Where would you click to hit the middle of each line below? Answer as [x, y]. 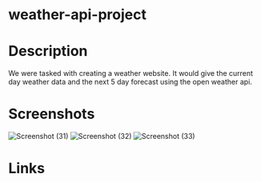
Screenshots [52, 114]
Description [48, 51]
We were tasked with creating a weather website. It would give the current [131, 73]
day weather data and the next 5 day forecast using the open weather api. [130, 82]
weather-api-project [77, 15]
